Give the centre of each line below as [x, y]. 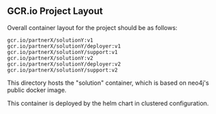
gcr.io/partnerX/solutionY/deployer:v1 [64, 46]
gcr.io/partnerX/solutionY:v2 [50, 58]
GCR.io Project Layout [55, 11]
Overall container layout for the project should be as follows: [92, 27]
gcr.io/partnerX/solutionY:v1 [50, 40]
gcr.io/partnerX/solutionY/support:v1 [62, 52]
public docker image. [37, 90]
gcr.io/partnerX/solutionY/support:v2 [62, 70]
